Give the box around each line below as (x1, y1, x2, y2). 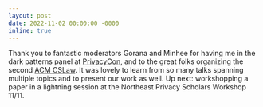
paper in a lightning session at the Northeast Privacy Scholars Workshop (8, 82, 247, 92)
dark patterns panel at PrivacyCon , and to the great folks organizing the (8, 57, 244, 66)
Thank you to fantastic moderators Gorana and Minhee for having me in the (8, 49, 256, 58)
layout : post (8, 11, 52, 20)
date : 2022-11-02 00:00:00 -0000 (8, 19, 120, 27)
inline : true (8, 26, 52, 34)
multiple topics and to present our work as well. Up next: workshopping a (8, 73, 249, 84)
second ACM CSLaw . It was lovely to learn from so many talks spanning (8, 65, 244, 75)
